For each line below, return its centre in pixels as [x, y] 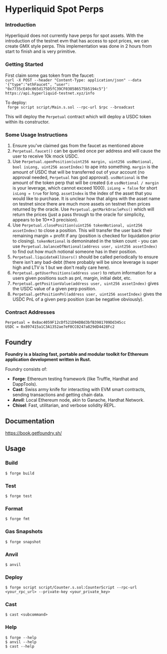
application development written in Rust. [48, 360]
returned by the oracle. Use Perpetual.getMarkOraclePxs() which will [83, 209]
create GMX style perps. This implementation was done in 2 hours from [79, 46]
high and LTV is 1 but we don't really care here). [61, 267]
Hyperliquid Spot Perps [54, 9]
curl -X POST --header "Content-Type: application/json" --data [73, 80]
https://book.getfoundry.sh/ [34, 433]
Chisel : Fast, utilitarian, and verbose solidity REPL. [64, 406]
